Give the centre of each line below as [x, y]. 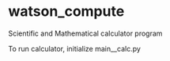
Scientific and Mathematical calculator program [85, 33]
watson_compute [66, 11]
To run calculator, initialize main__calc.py [74, 48]
